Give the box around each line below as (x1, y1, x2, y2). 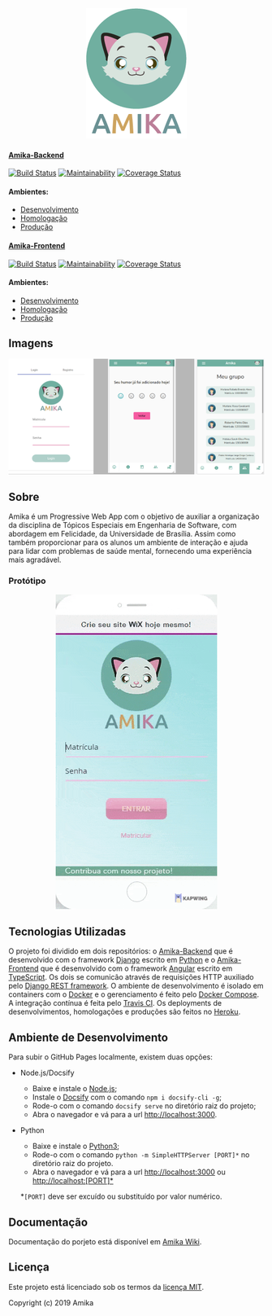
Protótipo (8, 575, 46, 586)
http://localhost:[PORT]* (32, 1176, 114, 1186)
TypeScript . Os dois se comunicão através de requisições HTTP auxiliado (8, 972, 254, 982)
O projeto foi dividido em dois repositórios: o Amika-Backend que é (8, 946, 234, 956)
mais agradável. (8, 555, 62, 565)
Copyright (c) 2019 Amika (8, 1297, 94, 1307)
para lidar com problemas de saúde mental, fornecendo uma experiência (8, 546, 253, 556)
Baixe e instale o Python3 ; (32, 1141, 120, 1151)
